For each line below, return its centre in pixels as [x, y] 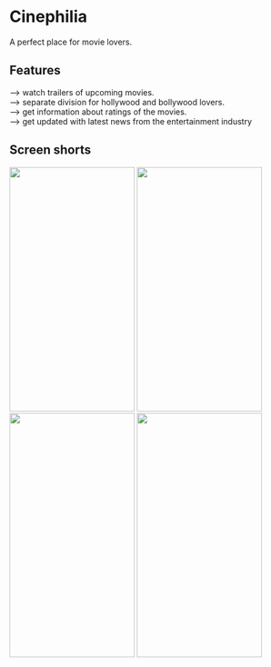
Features [35, 70]
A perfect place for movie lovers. [71, 42]
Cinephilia [49, 17]
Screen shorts [50, 150]
